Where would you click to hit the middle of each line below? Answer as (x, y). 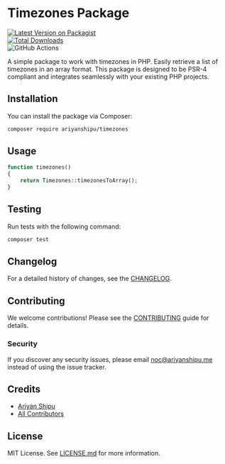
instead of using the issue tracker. (57, 367)
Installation (33, 99)
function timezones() (39, 167)
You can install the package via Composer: (70, 116)
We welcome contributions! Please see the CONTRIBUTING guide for (108, 318)
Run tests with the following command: (64, 226)
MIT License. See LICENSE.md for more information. (84, 453)
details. (18, 326)
